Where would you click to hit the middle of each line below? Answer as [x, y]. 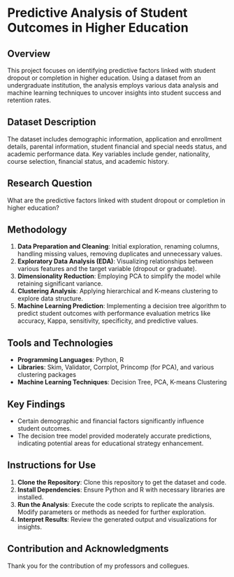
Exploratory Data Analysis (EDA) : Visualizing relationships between [115, 261]
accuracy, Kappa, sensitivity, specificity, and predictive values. [108, 321]
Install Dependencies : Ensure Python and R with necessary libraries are [121, 489]
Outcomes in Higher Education [98, 28]
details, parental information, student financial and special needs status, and [117, 146]
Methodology [37, 230]
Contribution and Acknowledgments [88, 549]
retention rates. [29, 100]
